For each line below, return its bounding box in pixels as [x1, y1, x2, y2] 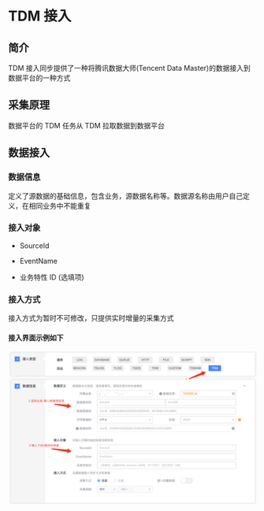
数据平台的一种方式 [8, 73, 71, 83]
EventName [19, 256, 58, 265]
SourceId [19, 241, 50, 250]
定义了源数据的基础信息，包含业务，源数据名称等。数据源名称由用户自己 [8, 191, 243, 201]
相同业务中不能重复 [28, 201, 91, 210]
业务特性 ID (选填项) [19, 272, 84, 282]
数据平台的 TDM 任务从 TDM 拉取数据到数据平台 [8, 120, 165, 130]
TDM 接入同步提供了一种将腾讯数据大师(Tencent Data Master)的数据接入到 [8, 64, 251, 72]
